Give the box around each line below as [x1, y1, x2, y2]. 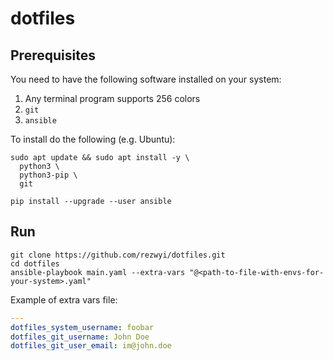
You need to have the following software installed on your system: [10, 73, 282, 85]
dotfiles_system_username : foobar [10, 322, 155, 332]
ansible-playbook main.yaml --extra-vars [10, 267, 186, 277]
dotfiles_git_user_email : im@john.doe [10, 341, 172, 351]
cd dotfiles [10, 258, 60, 269]
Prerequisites [10, 47, 96, 64]
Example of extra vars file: [10, 293, 118, 306]
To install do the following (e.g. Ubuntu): [10, 133, 176, 145]
